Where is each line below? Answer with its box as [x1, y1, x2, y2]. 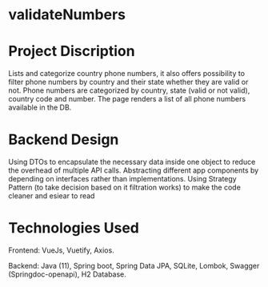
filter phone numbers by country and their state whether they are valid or [8, 78, 249, 87]
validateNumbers [8, 6, 126, 24]
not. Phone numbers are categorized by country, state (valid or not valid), [8, 86, 250, 95]
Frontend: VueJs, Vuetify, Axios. [8, 245, 114, 255]
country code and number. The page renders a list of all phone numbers [8, 94, 246, 104]
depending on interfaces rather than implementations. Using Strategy [8, 174, 238, 184]
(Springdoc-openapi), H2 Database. [8, 269, 126, 279]
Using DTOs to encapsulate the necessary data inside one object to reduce [8, 157, 256, 167]
